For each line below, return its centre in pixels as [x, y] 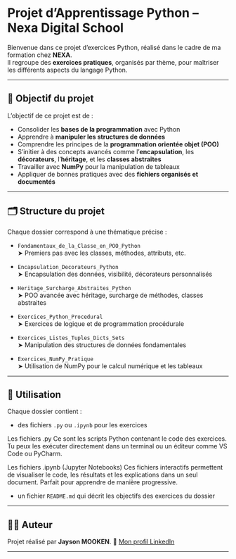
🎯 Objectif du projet [51, 99]
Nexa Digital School [66, 28]
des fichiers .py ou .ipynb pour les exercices [82, 425]
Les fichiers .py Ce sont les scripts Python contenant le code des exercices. [117, 439]
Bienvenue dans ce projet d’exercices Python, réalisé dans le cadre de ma [114, 47]
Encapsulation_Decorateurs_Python [68, 267]
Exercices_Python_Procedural [60, 317]
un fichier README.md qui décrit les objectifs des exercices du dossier [116, 496]
